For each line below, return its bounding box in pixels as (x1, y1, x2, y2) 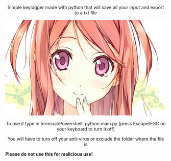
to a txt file (75, 10, 97, 16)
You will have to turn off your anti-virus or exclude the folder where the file (7, 136, 164, 142)
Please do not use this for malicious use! (5, 151, 93, 157)
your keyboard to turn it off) (57, 126, 115, 132)
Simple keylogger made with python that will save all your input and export (7, 5, 164, 10)
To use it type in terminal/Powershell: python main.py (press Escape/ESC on (6, 121, 166, 126)
